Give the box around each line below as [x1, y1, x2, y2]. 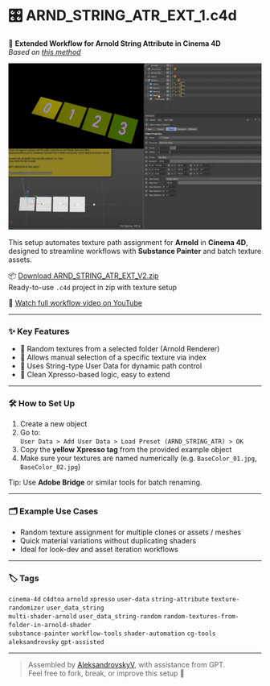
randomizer [8, 604, 45, 612]
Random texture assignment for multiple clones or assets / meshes [19, 527, 242, 537]
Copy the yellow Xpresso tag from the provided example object [19, 445, 232, 455]
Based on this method [8, 47, 82, 56]
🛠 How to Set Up [8, 397, 76, 409]
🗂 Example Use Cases [8, 505, 99, 517]
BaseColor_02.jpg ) [19, 462, 81, 472]
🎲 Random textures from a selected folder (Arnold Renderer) [19, 344, 220, 353]
